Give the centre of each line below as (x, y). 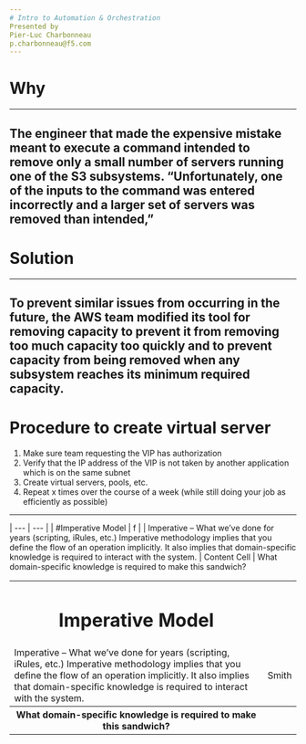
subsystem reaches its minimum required (130, 374)
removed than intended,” (82, 219)
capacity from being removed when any (125, 360)
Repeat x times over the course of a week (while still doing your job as (154, 492)
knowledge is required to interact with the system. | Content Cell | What (143, 557)
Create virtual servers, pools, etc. (85, 482)
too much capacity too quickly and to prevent (141, 346)
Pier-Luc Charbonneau (51, 35)
